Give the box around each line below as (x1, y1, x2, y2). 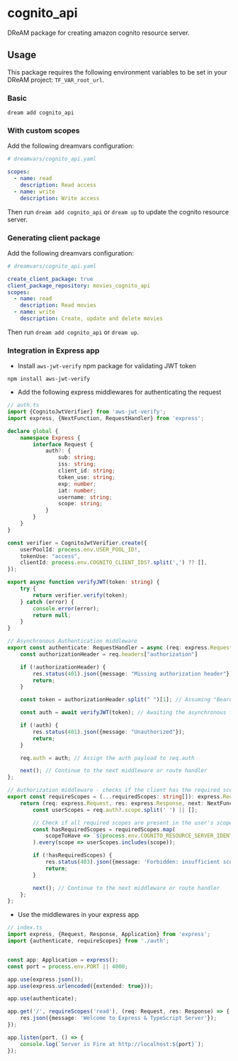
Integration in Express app (7, 346, 100, 356)
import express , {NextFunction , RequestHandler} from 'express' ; (7, 414, 204, 422)
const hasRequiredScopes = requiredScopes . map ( (33, 825, 176, 833)
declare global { (7, 427, 59, 434)
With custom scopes (7, 126, 80, 136)
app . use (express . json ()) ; (7, 976, 84, 983)
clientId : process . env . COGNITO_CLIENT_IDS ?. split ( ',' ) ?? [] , (20, 559, 208, 566)
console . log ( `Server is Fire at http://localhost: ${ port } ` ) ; (20, 1040, 204, 1048)
